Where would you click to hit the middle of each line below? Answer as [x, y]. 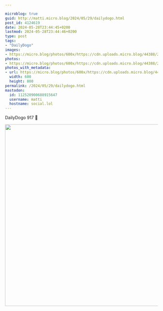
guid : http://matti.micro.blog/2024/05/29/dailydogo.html [65, 18]
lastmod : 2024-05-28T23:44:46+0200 [41, 32]
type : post [16, 36]
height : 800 [22, 81]
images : [13, 50]
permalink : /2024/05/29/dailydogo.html [45, 86]
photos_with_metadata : [28, 68]
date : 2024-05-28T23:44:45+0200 [38, 27]
